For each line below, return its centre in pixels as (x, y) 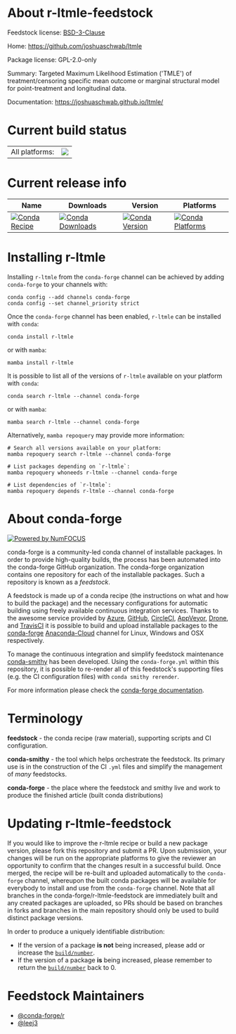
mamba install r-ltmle (40, 363)
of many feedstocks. (37, 774)
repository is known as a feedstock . (59, 582)
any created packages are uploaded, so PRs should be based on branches (115, 902)
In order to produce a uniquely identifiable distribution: (86, 931)
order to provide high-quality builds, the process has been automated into (114, 559)
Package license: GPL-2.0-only (52, 59)
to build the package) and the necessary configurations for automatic (108, 603)
